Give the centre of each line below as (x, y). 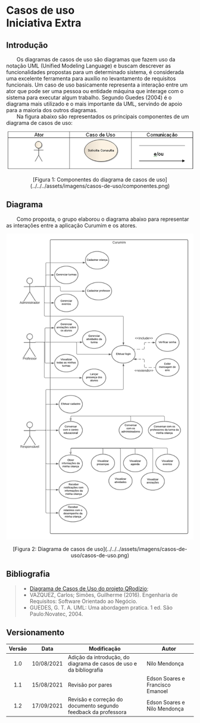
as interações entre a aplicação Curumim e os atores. (72, 225)
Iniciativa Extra (44, 23)
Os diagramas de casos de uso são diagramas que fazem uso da (96, 59)
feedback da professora (97, 712)
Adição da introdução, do (99, 657)
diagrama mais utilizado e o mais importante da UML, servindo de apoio (94, 104)
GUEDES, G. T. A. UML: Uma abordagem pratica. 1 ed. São (101, 607)
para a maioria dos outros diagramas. (52, 110)
